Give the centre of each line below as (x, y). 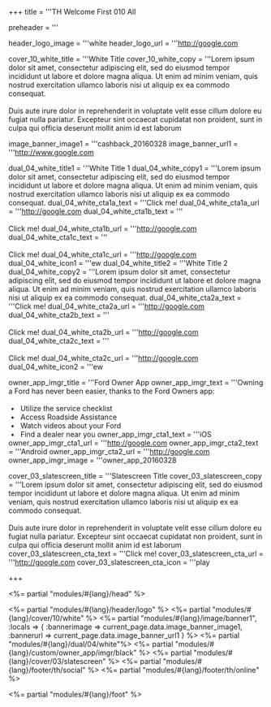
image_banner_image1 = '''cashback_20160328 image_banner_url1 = (123, 144)
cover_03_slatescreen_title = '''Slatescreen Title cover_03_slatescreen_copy (135, 476)
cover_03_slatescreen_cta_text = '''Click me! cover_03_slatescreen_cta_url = (136, 553)
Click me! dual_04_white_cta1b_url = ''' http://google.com (103, 228)
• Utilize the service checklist (61, 408)
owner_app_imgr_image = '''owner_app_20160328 (92, 460)
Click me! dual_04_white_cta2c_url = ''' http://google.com (103, 358)
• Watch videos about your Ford (66, 425)
